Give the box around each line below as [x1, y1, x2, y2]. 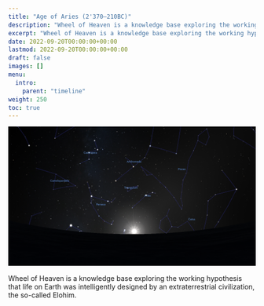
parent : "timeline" [22, 87, 86, 95]
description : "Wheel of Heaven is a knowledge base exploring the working [8, 20, 258, 29]
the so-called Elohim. [8, 290, 77, 300]
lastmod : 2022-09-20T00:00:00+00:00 [8, 46, 128, 54]
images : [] [8, 63, 44, 71]
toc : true [8, 104, 41, 111]
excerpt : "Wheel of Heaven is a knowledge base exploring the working [8, 29, 244, 37]
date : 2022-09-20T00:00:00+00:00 [8, 38, 118, 46]
